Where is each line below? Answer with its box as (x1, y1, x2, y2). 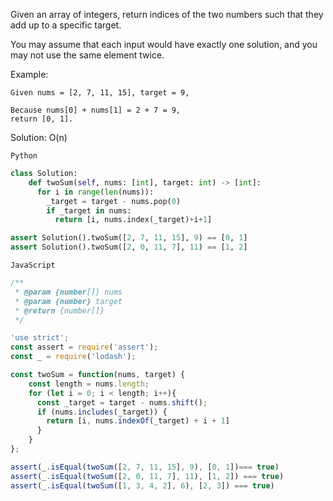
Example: (10, 69, 49, 80)
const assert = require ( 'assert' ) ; (10, 342, 159, 353)
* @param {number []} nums (14, 287, 123, 297)
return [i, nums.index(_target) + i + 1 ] (54, 215, 213, 225)
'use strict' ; (10, 333, 70, 343)
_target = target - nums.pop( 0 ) (46, 196, 182, 206)
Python (10, 151, 38, 161)
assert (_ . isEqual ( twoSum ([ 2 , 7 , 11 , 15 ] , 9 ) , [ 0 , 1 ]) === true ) (10, 462, 280, 472)
